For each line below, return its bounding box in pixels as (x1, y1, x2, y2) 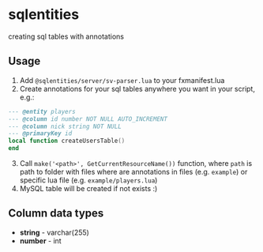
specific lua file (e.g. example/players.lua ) (19, 175, 158, 185)
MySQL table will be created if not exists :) (19, 184, 158, 193)
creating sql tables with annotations (8, 32, 125, 41)
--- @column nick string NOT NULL (8, 122, 122, 130)
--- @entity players (8, 107, 77, 115)
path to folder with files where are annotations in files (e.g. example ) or (19, 167, 248, 176)
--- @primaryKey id (8, 130, 73, 137)
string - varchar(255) (19, 228, 89, 237)
